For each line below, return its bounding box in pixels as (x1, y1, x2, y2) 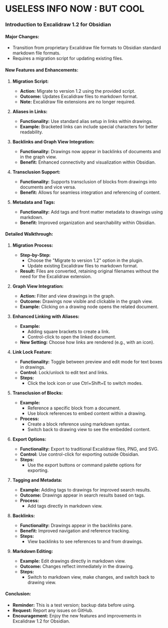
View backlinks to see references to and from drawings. (27, 538, 143, 544)
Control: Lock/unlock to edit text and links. (20, 369, 109, 375)
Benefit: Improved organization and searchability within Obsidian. (20, 220, 156, 226)
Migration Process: (12, 242, 54, 248)
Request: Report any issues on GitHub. (12, 607, 94, 613)
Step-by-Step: (20, 252, 51, 258)
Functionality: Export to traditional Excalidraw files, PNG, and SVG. (20, 446, 159, 452)
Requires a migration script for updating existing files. (12, 55, 123, 61)
